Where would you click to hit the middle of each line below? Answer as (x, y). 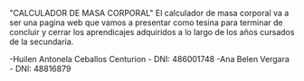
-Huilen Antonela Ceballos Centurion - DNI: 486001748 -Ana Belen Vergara (149, 59)
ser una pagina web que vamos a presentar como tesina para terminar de (146, 22)
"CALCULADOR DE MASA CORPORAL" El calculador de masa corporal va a (149, 13)
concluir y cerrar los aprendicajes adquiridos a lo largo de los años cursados (152, 32)
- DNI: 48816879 (40, 68)
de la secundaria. (42, 41)
